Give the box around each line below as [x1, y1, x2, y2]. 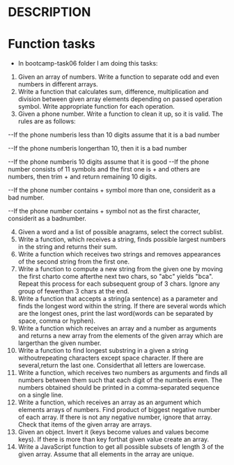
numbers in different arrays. [17, 80, 98, 89]
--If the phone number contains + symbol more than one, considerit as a [8, 186, 216, 195]
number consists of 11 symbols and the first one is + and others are [8, 165, 201, 174]
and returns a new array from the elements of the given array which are [17, 332, 224, 340]
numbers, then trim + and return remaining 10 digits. [8, 172, 157, 181]
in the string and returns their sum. [17, 243, 118, 251]
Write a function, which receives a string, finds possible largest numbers [17, 235, 226, 244]
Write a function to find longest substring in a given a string [17, 346, 189, 355]
